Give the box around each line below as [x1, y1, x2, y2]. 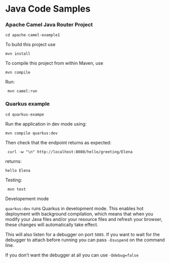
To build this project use [5, 42, 56, 48]
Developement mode [5, 196, 49, 202]
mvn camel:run [7, 89, 38, 94]
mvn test [7, 186, 26, 192]
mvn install [5, 51, 30, 56]
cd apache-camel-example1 [5, 32, 60, 38]
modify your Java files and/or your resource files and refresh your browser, [5, 216, 162, 222]
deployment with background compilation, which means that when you [5, 211, 154, 217]
